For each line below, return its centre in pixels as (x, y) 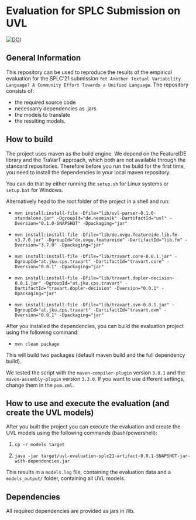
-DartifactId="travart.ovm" (128, 310)
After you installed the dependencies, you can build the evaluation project (95, 326)
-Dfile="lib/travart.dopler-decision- (127, 278)
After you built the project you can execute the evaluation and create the (93, 427)
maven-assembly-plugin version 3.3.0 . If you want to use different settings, (96, 379)
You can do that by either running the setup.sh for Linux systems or (87, 184)
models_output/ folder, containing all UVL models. (66, 478)
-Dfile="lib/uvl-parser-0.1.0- (118, 213)
